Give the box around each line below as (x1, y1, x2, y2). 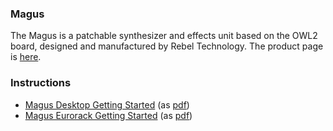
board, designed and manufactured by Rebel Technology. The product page (10, 40, 324, 52)
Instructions (10, 76, 72, 90)
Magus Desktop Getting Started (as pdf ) (24, 98, 190, 111)
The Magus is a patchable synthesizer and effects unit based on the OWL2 (10, 30, 318, 42)
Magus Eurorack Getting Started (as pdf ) (24, 109, 193, 121)
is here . (10, 51, 42, 63)
